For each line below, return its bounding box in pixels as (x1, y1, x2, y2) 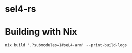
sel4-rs (5, 3, 36, 15)
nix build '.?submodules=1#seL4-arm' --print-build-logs (5, 43, 127, 48)
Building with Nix (5, 26, 78, 38)
